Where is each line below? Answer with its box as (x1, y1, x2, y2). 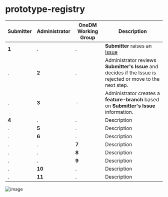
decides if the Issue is (104, 69, 156, 76)
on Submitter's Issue (104, 102, 156, 109)
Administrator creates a (104, 90, 160, 97)
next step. (104, 81, 128, 88)
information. (104, 108, 133, 115)
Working (77, 27, 98, 34)
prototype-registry (5, 3, 85, 15)
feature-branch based (104, 96, 159, 103)
